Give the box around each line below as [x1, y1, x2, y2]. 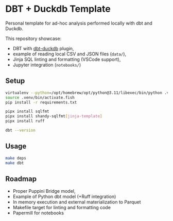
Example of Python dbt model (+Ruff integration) [12, 193, 116, 200]
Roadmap [5, 174, 37, 183]
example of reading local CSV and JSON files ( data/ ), [12, 51, 127, 57]
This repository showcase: [5, 35, 62, 42]
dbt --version [5, 128, 36, 133]
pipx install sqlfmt [5, 109, 50, 114]
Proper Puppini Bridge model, [12, 188, 76, 194]
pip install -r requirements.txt [5, 99, 77, 105]
